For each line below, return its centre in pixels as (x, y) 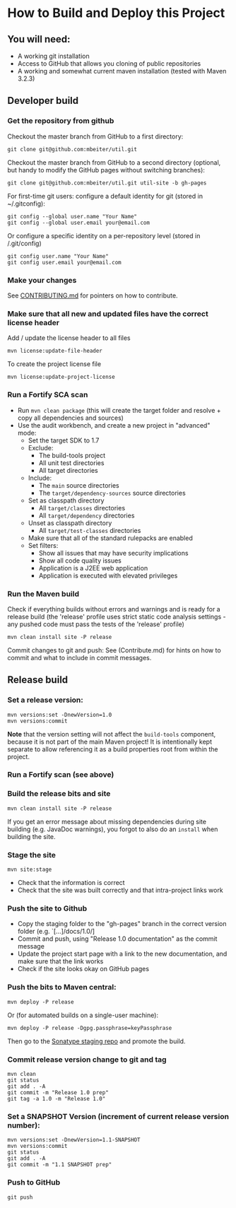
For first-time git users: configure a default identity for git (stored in (105, 196)
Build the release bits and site (59, 794)
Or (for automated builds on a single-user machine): (83, 1015)
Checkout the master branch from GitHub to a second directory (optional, (114, 162)
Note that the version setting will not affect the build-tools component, (112, 734)
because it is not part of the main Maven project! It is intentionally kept (110, 741)
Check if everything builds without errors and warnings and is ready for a (114, 609)
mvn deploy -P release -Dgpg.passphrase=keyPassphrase (90, 1028)
